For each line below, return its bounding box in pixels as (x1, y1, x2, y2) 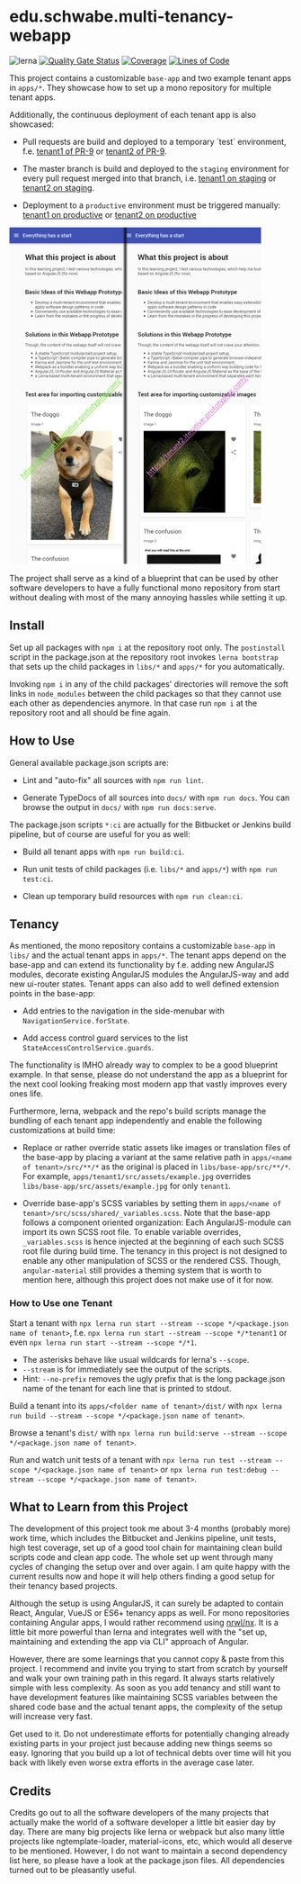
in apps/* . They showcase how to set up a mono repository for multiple (9, 82, 272, 93)
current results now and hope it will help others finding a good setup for (9, 1571, 276, 1582)
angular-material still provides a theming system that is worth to (22, 1265, 262, 1276)
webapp (9, 25, 72, 46)
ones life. (9, 1088, 43, 1099)
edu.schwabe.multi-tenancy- (9, 6, 234, 27)
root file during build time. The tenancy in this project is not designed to (22, 1246, 288, 1257)
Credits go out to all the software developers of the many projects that (9, 1807, 270, 1818)
